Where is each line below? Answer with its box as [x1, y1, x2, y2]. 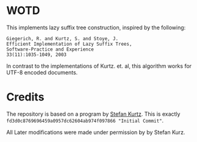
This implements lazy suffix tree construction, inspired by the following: [6, 24, 186, 31]
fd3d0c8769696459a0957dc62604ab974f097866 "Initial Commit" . [6, 116, 164, 124]
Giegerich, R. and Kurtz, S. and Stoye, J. [6, 35, 119, 41]
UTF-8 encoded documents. [6, 68, 78, 76]
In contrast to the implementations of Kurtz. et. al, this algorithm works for [6, 62, 192, 69]
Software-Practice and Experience [6, 46, 95, 52]
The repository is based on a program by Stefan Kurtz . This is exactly [6, 110, 181, 118]
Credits [6, 90, 45, 104]
